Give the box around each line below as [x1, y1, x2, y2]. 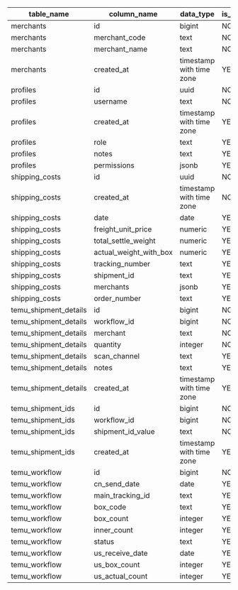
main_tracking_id [93, 491, 150, 500]
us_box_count [93, 560, 140, 569]
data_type [179, 9, 215, 18]
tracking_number [93, 259, 151, 268]
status [93, 537, 115, 546]
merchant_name [93, 44, 148, 54]
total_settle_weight [93, 236, 156, 246]
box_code [93, 502, 127, 512]
